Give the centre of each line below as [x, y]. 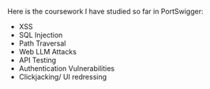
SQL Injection [41, 35]
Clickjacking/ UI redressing [63, 77]
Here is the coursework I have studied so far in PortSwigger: [105, 11]
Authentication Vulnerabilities [67, 69]
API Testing [37, 60]
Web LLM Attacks [47, 52]
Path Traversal [42, 43]
